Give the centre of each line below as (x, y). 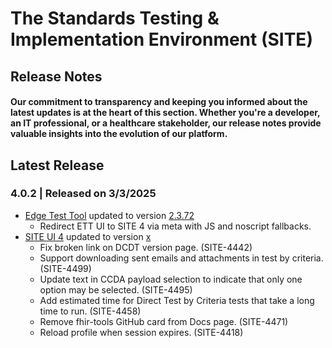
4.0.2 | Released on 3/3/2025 (83, 194)
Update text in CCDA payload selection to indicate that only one (171, 279)
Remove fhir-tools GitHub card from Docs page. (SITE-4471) (164, 321)
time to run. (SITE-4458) (90, 311)
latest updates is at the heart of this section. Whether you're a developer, (165, 113)
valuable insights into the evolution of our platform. (119, 134)
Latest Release (57, 165)
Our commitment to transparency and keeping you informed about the (159, 102)
